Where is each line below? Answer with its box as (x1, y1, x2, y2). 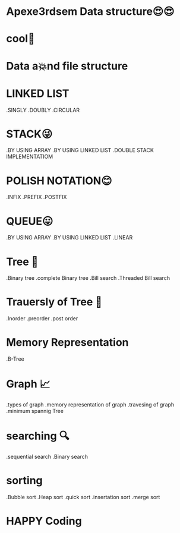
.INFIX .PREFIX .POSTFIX (6, 194, 67, 201)
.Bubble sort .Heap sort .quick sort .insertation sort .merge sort (6, 493, 160, 500)
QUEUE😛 (6, 215, 53, 228)
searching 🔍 (6, 430, 70, 443)
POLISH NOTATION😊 (6, 174, 112, 187)
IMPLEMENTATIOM (6, 153, 53, 160)
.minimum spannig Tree (6, 408, 64, 415)
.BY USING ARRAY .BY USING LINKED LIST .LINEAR (6, 234, 133, 241)
